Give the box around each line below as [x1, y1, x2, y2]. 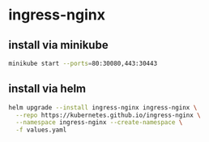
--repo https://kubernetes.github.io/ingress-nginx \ [15, 111, 201, 119]
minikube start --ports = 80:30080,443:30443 [8, 59, 158, 67]
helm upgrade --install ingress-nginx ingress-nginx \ [8, 103, 198, 111]
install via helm [8, 82, 87, 96]
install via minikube [8, 38, 109, 52]
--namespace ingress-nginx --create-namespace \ [15, 118, 183, 127]
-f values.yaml [15, 126, 67, 135]
